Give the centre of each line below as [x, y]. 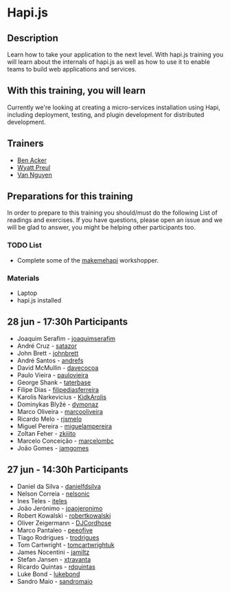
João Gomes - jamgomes [53, 448]
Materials [23, 278]
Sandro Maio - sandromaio [55, 581]
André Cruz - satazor [47, 346]
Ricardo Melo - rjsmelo [49, 419]
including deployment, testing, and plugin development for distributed [106, 114]
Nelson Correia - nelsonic [54, 494]
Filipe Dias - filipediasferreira [58, 389]
